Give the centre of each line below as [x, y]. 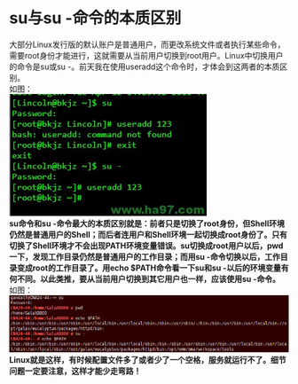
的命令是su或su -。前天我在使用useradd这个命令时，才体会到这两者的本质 [145, 67]
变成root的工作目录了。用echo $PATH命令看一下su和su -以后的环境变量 [149, 268]
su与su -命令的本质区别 [95, 18]
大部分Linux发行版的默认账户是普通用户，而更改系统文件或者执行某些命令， [147, 44]
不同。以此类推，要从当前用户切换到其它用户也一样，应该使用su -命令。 [149, 278]
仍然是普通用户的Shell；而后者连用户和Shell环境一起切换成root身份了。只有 [149, 234]
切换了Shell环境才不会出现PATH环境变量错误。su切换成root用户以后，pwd [146, 246]
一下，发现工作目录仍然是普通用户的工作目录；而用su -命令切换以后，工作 [145, 256]
